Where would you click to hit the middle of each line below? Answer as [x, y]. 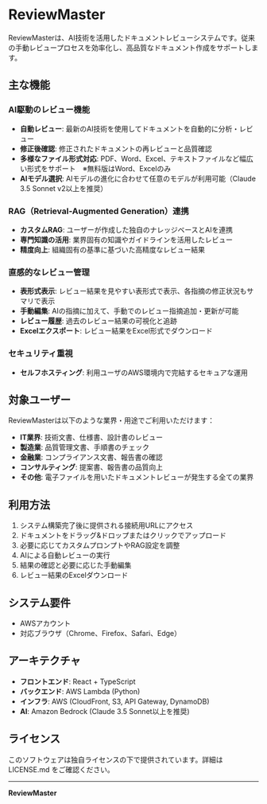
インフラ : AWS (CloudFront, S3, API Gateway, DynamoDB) [114, 701]
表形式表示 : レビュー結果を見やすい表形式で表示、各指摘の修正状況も [133, 291]
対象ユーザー [40, 400]
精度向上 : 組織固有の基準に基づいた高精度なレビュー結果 [112, 249]
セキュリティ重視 [41, 353]
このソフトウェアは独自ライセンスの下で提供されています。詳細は [116, 759]
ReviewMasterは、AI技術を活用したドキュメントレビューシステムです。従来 [132, 37]
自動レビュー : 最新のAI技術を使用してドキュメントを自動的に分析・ [130, 128]
